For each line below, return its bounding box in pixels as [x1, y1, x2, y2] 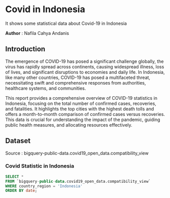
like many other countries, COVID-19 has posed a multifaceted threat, [5, 74, 151, 81]
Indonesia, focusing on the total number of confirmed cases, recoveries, [5, 100, 156, 106]
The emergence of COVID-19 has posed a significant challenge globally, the [5, 58, 164, 64]
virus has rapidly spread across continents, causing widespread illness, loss [5, 63, 164, 69]
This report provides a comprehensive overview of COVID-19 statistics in [5, 95, 158, 101]
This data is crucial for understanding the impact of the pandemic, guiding [5, 116, 161, 123]
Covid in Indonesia [5, 4, 85, 15]
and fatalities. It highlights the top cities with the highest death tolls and [5, 105, 154, 112]
